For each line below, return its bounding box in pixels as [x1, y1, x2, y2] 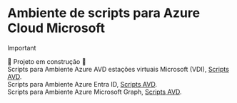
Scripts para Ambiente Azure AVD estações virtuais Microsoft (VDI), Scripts [7, 65, 230, 73]
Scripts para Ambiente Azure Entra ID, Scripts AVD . [7, 80, 158, 88]
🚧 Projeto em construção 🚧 [7, 57, 86, 65]
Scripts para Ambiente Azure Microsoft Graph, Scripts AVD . [7, 87, 182, 96]
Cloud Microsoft [7, 20, 106, 36]
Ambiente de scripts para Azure [7, 5, 201, 21]
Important [7, 43, 36, 52]
